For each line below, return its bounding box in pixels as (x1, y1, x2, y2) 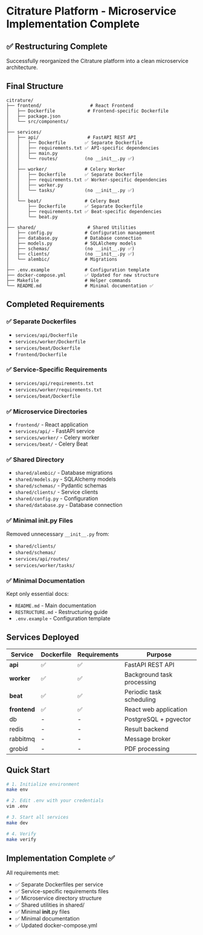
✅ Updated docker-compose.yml (14, 922, 98, 929)
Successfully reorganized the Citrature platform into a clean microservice (6, 58, 188, 64)
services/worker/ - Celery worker (14, 434, 100, 441)
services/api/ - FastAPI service (14, 428, 95, 435)
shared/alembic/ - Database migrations (14, 469, 113, 477)
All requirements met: (6, 869, 60, 876)
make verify (6, 836, 36, 842)
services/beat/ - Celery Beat (14, 440, 88, 448)
